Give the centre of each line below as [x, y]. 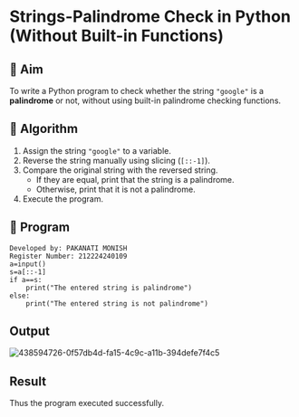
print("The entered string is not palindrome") [117, 303]
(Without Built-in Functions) [117, 36]
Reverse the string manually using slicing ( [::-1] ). [116, 160]
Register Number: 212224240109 [68, 256]
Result [28, 381]
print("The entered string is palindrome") [109, 288]
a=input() [28, 264]
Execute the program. [63, 199]
